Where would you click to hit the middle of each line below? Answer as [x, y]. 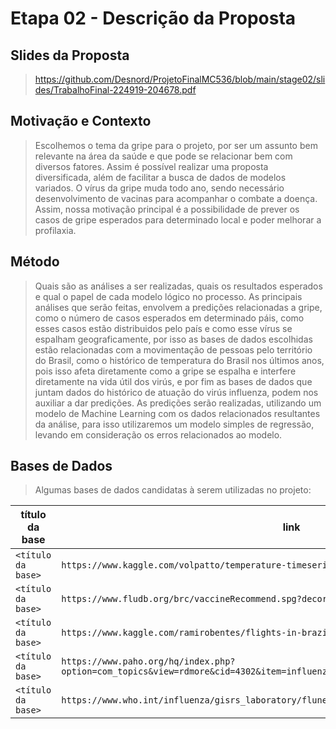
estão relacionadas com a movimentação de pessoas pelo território [173, 349]
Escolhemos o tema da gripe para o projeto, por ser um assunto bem [176, 145]
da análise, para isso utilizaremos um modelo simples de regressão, [174, 424]
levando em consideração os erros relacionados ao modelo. [158, 434]
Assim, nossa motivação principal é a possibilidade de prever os [167, 209]
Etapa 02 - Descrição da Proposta [153, 18]
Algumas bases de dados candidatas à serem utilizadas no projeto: [173, 490]
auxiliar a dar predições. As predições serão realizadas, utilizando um [178, 403]
